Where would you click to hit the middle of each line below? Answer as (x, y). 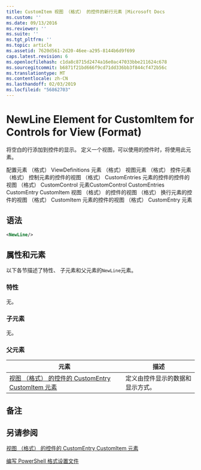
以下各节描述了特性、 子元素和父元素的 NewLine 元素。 (71, 270)
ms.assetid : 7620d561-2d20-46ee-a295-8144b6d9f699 (71, 51)
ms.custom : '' (24, 17)
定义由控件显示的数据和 (159, 378)
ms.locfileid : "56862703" (38, 90)
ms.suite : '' (22, 34)
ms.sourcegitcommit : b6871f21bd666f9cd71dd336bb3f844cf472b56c (87, 67)
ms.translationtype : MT (36, 73)
